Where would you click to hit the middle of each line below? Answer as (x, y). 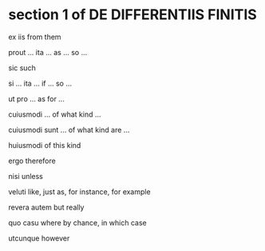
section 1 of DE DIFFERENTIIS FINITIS (132, 15)
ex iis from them (35, 37)
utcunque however (39, 238)
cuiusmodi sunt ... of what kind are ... (69, 129)
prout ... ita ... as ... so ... (48, 52)
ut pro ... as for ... (37, 98)
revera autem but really (46, 207)
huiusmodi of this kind (45, 145)
